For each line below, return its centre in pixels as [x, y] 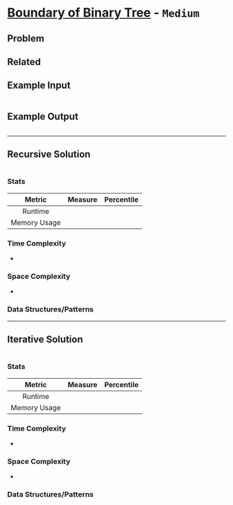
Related [24, 61]
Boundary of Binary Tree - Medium [103, 13]
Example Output [43, 117]
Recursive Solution [49, 154]
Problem [26, 38]
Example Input [39, 86]
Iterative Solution [45, 339]
